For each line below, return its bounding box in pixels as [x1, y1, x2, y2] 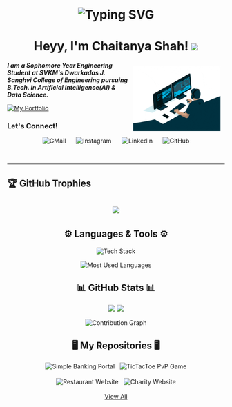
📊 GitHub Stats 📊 [77, 281, 155, 293]
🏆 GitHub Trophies [7, 177, 92, 189]
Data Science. [7, 90, 49, 99]
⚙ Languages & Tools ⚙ [64, 228, 168, 239]
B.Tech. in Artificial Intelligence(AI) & [7, 83, 116, 92]
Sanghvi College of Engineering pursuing [7, 76, 128, 84]
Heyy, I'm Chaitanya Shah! [33, 39, 188, 54]
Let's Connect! [7, 121, 58, 131]
